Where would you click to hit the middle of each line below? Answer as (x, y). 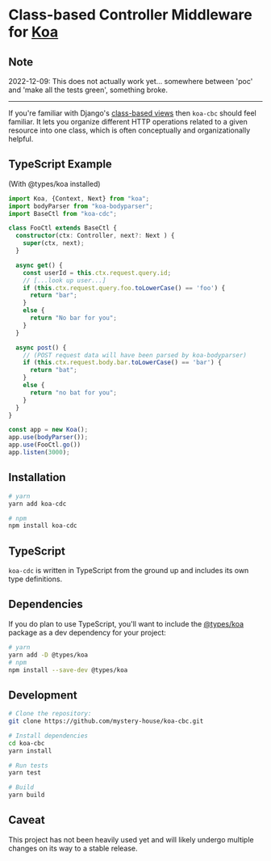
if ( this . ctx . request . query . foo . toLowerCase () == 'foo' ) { (124, 288)
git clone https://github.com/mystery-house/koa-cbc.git (106, 721)
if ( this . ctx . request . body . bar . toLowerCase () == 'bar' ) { (122, 363)
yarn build (27, 795)
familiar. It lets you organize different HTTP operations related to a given (128, 122)
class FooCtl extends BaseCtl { (63, 228)
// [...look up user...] (65, 281)
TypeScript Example (60, 165)
